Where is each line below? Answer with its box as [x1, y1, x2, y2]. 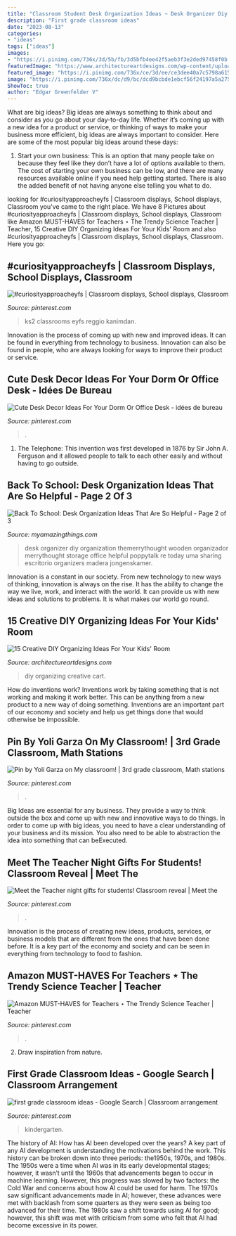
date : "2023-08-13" [7, 23, 65, 30]
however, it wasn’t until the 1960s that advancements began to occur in [7, 1169, 214, 1177]
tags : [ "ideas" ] [7, 43, 55, 50]
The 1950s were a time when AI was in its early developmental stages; [7, 1161, 211, 1169]
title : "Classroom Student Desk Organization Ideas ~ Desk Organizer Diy [7, 10, 228, 18]
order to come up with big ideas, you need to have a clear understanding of [7, 821, 226, 830]
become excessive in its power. [7, 1221, 98, 1229]
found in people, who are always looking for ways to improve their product [7, 345, 223, 354]
